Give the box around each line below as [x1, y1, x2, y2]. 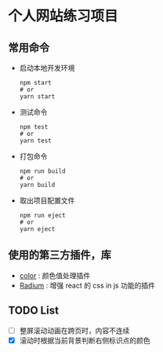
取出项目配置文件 [19, 196, 75, 205]
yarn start [19, 93, 56, 101]
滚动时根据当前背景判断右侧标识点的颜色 [19, 335, 150, 345]
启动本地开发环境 [19, 64, 75, 72]
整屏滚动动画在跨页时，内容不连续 [19, 325, 130, 335]
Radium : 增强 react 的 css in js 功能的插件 [19, 280, 155, 290]
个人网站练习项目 [8, 7, 119, 25]
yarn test [19, 137, 53, 145]
